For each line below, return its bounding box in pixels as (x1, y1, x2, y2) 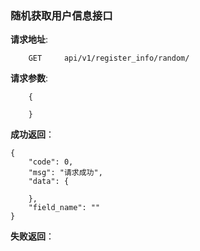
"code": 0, (28, 157, 74, 167)
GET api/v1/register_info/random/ (28, 53, 190, 64)
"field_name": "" (28, 203, 101, 213)
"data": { (28, 177, 70, 187)
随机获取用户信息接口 (10, 8, 113, 22)
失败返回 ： (10, 230, 55, 242)
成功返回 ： (10, 128, 55, 141)
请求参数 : (10, 72, 49, 84)
